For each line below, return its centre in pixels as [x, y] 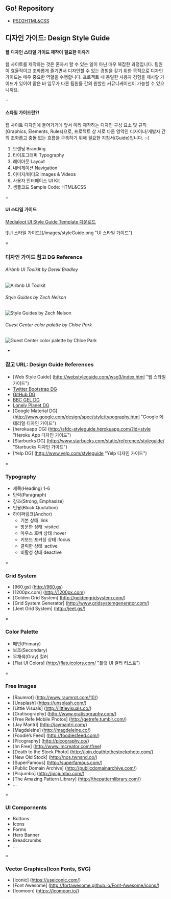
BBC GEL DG [26, 400]
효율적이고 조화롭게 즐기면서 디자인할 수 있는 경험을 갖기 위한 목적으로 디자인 [87, 71]
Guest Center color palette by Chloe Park [49, 325]
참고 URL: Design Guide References [50, 365]
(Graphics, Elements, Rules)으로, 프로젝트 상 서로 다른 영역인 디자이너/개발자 [83, 131]
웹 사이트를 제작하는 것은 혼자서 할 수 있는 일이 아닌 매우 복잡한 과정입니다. [79, 64]
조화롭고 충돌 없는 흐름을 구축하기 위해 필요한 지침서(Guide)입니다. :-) [80, 138]
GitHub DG [24, 394]
